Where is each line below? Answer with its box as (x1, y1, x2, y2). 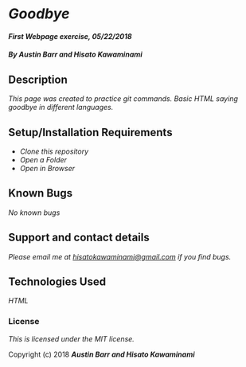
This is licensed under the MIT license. (8, 334, 135, 343)
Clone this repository (19, 146, 89, 156)
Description (8, 72, 68, 86)
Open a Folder (19, 155, 68, 164)
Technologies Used (8, 275, 106, 289)
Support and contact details (8, 231, 150, 244)
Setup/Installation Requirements (8, 125, 173, 139)
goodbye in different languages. (8, 103, 114, 112)
